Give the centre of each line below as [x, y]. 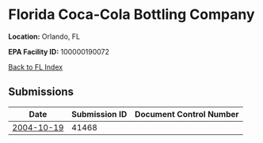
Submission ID [99, 114]
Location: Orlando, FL [44, 36]
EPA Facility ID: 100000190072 [59, 51]
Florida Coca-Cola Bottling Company [131, 15]
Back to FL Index [36, 67]
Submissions [41, 92]
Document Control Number [187, 114]
